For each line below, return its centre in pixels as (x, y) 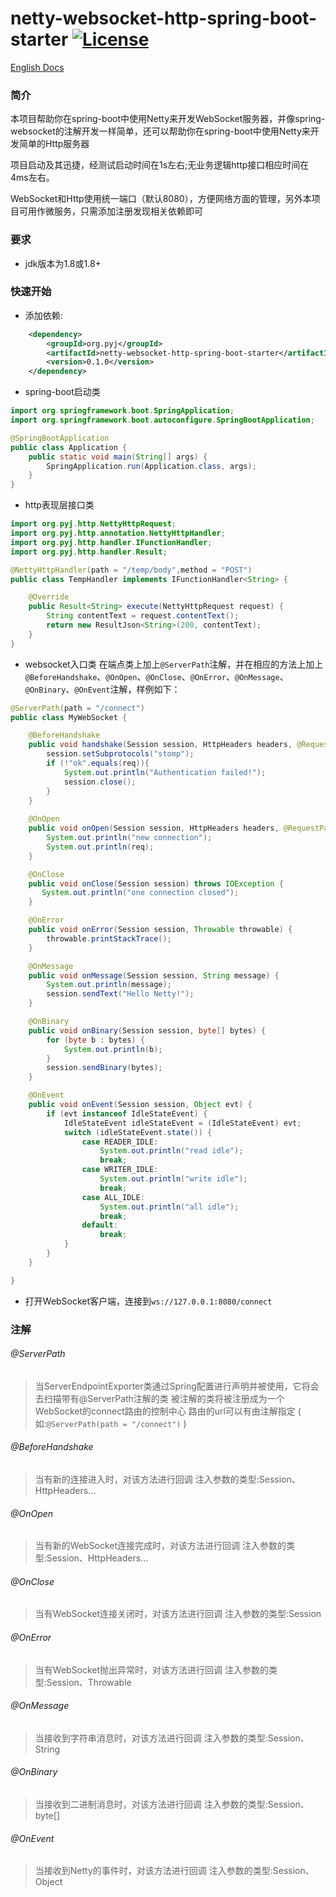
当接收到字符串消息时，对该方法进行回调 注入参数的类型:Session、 (172, 1738)
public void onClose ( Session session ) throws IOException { (156, 883)
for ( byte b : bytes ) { (95, 1040)
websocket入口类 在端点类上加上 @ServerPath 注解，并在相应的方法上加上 (174, 664)
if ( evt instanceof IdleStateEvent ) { (127, 1113)
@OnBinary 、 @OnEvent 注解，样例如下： (102, 689)
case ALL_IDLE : (113, 1197)
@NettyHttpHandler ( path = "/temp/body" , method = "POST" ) (131, 570)
